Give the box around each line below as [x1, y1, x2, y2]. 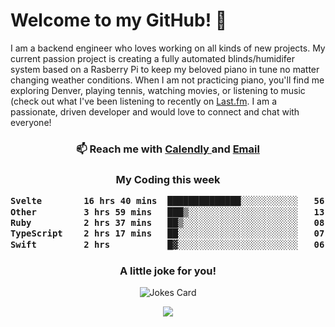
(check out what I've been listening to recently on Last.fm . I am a [10, 95, 277, 107]
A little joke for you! [119, 264, 217, 278]
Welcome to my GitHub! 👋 [10, 9, 228, 32]
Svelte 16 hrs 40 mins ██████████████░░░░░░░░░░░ [10, 195, 299, 207]
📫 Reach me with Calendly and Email [76, 142, 260, 156]
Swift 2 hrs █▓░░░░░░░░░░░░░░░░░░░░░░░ [10, 239, 299, 250]
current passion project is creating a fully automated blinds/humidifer [10, 52, 295, 64]
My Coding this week [115, 172, 221, 186]
